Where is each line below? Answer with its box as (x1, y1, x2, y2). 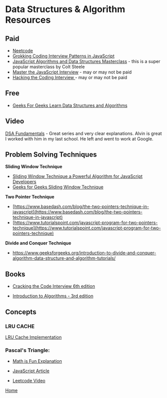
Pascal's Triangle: (5, 347, 50, 354)
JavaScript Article (12, 368, 50, 374)
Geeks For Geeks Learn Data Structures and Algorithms (12, 102, 128, 108)
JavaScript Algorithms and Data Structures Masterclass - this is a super (12, 58, 160, 64)
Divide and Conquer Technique (5, 240, 72, 246)
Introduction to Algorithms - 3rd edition (12, 293, 94, 299)
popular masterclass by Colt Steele (12, 64, 85, 70)
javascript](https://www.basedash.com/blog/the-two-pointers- (12, 209, 143, 215)
